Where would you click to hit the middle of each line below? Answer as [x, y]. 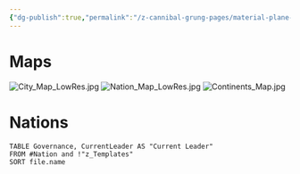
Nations [39, 122]
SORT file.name [37, 162]
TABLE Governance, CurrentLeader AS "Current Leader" [112, 146]
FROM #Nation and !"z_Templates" [71, 154]
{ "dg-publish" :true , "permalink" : [71, 17]
